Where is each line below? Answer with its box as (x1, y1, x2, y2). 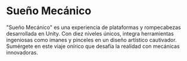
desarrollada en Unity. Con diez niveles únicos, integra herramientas (6, 30, 174, 37)
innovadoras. (6, 49, 39, 56)
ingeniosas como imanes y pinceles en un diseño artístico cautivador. (6, 36, 177, 43)
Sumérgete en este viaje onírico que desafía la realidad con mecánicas (6, 43, 180, 50)
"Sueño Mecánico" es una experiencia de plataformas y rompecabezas (6, 24, 181, 31)
